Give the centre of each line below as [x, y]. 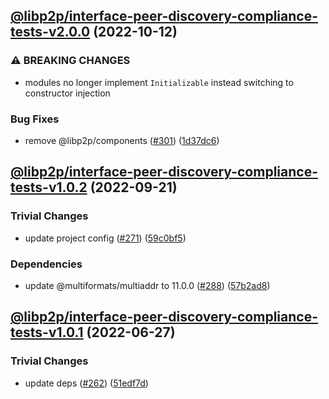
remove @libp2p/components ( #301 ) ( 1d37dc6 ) [122, 140]
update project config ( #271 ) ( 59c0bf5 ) [105, 238]
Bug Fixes [35, 119]
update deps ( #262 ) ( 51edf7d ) [86, 383]
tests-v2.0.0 [50, 32]
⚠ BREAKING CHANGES [70, 61]
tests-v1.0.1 [47, 332]
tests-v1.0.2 [49, 187]
